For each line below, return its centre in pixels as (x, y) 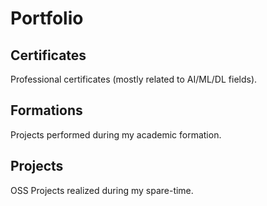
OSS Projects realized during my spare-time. (102, 190)
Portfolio (47, 18)
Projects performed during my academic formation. (116, 134)
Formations (46, 110)
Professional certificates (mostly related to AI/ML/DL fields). (134, 79)
